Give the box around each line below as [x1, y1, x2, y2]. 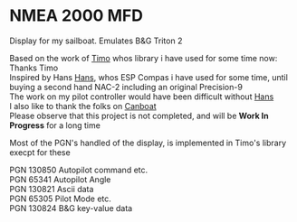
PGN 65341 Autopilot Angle [9, 173, 111, 185]
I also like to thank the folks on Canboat [9, 100, 157, 111]
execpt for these [9, 146, 71, 158]
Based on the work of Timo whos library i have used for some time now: [9, 52, 278, 63]
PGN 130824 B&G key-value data [9, 202, 133, 213]
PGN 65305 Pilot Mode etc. [9, 193, 111, 204]
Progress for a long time [9, 119, 101, 131]
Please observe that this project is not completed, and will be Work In [9, 110, 269, 121]
